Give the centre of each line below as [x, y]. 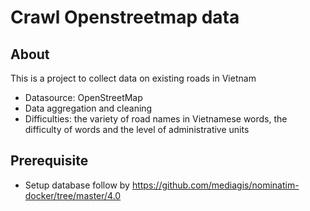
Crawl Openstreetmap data [125, 17]
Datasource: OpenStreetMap [83, 97]
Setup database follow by [77, 185]
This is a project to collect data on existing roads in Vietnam [133, 78]
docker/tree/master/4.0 [73, 195]
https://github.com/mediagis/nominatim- [215, 185]
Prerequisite [49, 161]
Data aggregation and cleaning [88, 108]
